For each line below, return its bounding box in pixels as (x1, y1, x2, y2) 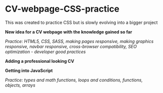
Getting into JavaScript (5, 67, 53, 74)
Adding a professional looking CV (5, 58, 74, 64)
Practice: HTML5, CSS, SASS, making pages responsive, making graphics (5, 38, 154, 44)
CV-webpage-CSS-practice (5, 3, 120, 15)
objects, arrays (5, 82, 36, 88)
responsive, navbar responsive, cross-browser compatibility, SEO (5, 43, 137, 49)
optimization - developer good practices (5, 49, 86, 55)
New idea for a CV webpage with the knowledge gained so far (5, 29, 132, 35)
